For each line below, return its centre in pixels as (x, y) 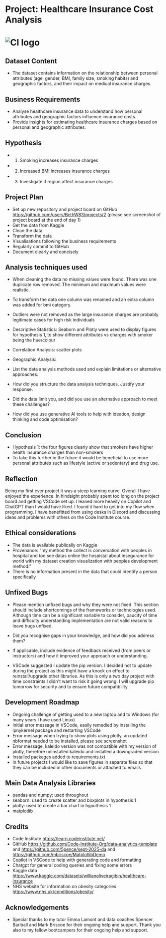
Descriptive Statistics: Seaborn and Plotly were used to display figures (84, 329)
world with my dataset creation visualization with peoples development (85, 561)
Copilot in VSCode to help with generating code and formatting (77, 860)
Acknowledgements (37, 907)
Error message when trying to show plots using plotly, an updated (80, 735)
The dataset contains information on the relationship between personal (85, 73)
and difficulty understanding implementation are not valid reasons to (82, 621)
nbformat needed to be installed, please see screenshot (70, 741)
